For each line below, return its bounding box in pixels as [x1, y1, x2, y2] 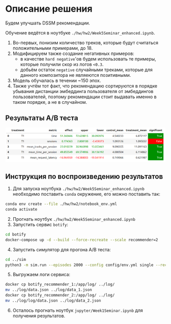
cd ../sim [5, 257, 26, 262]
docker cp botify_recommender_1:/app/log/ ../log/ [5, 282, 115, 287]
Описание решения [5, 3, 93, 15]
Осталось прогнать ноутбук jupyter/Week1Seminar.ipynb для [12, 307, 144, 313]
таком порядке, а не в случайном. [12, 99, 88, 105]
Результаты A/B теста [5, 114, 78, 123]
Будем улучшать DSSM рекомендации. [5, 20, 91, 26]
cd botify [5, 232, 26, 237]
